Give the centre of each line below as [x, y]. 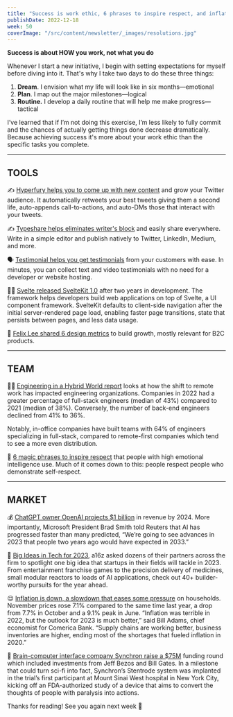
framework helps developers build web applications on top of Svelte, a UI [112, 298]
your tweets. [25, 215]
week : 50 [20, 26]
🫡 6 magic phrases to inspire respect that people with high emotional [105, 457]
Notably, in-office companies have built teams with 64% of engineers [106, 429]
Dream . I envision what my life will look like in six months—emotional [115, 87]
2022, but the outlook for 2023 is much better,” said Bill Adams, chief [106, 620]
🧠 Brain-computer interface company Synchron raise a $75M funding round [115, 655]
